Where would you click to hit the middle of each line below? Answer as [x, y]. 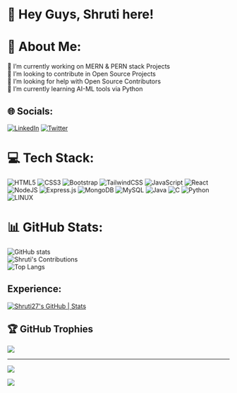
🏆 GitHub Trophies [50, 329]
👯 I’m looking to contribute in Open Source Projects [82, 74]
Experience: [35, 289]
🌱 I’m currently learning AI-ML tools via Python [75, 89]
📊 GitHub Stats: [55, 227]
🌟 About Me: [44, 47]
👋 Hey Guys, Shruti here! [80, 14]
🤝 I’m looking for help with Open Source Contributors [84, 81]
